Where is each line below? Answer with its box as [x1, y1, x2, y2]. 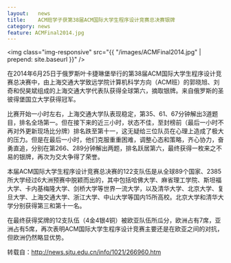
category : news [7, 23, 51, 30]
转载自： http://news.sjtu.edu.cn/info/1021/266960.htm [7, 248, 162, 256]
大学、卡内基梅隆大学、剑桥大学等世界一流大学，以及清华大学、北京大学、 [7, 185, 218, 193]
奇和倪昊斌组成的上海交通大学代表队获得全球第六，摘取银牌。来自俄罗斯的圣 [7, 87, 224, 95]
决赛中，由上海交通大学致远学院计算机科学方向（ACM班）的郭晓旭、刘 [19, 78, 220, 87]
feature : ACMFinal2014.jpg [7, 29, 85, 36]
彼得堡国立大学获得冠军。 [7, 95, 80, 104]
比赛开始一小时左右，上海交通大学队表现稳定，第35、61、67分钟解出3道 [7, 110, 212, 118]
